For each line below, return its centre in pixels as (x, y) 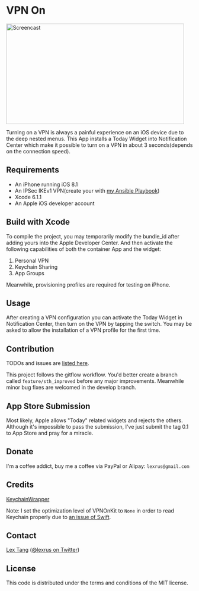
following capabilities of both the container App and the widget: (84, 249)
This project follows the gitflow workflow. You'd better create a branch (92, 375)
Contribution (30, 349)
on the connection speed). (38, 151)
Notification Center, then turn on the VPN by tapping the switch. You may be (99, 324)
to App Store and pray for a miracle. (50, 433)
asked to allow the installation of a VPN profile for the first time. (83, 330)
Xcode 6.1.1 (28, 197)
